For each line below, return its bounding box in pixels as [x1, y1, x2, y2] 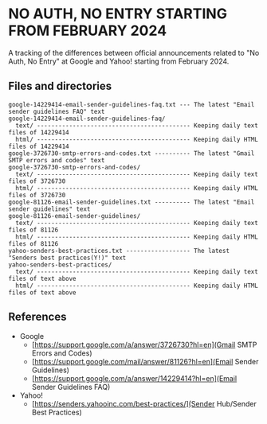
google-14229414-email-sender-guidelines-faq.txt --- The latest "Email [8, 100, 255, 108]
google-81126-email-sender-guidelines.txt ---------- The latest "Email [8, 198, 255, 206]
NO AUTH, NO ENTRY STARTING [8, 5, 227, 23]
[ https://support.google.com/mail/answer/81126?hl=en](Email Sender [31, 356, 259, 366]
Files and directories [8, 80, 112, 93]
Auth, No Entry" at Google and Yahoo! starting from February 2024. [8, 56, 230, 66]
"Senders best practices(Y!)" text [8, 254, 127, 262]
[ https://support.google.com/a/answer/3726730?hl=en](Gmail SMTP [31, 340, 257, 349]
